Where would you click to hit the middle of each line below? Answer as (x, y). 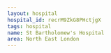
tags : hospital (29, 26)
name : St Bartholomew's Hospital (56, 33)
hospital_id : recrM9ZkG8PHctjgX (54, 20)
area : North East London (43, 39)
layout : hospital (32, 13)
